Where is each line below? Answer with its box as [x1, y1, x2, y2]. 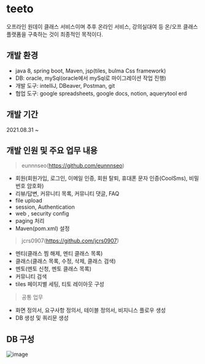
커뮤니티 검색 [15, 273, 47, 281]
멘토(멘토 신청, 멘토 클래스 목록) [15, 265, 92, 273]
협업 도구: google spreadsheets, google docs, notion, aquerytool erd [15, 90, 187, 97]
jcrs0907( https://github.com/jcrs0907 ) [21, 237, 120, 244]
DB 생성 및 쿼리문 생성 [15, 314, 69, 322]
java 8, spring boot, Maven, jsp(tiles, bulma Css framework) [15, 67, 166, 74]
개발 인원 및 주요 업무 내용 [6, 145, 98, 155]
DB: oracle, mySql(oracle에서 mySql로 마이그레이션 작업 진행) [15, 74, 167, 82]
